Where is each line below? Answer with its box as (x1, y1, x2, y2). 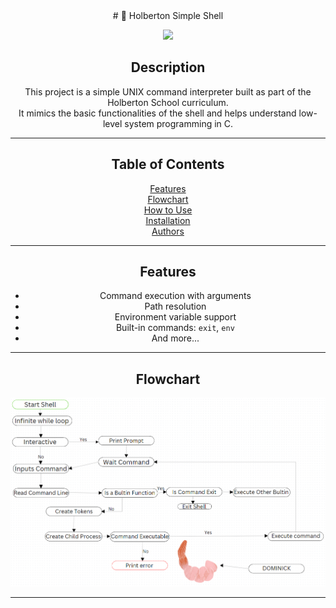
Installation (145, 214, 191, 226)
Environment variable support (114, 311, 237, 323)
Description (130, 59, 206, 76)
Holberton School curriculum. (107, 96, 229, 108)
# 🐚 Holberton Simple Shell (112, 10, 224, 21)
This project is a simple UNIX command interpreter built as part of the (24, 85, 312, 98)
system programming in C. (124, 117, 234, 129)
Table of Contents (111, 156, 225, 173)
